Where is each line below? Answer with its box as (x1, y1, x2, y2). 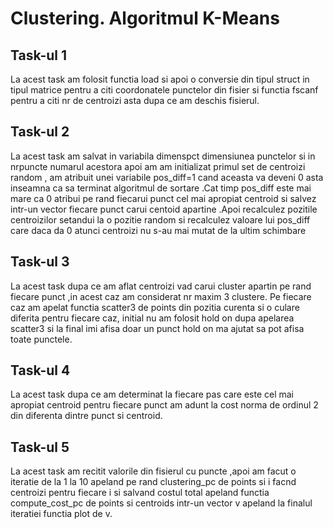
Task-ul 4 (10, 362, 71, 379)
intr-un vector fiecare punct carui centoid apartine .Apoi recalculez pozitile (10, 203, 318, 215)
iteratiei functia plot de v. (10, 508, 113, 520)
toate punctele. (10, 333, 73, 345)
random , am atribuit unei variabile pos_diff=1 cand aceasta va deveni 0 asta (10, 171, 324, 183)
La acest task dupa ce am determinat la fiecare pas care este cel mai (10, 388, 295, 401)
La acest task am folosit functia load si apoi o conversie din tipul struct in (10, 73, 310, 85)
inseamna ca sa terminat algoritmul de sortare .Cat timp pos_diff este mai (10, 182, 312, 194)
